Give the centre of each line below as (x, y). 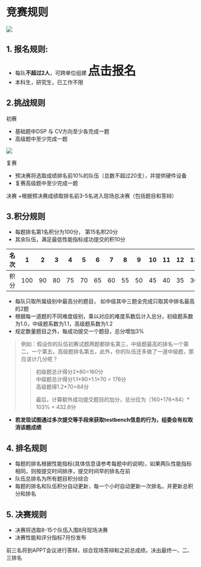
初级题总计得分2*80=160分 (69, 372)
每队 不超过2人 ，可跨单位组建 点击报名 (75, 70)
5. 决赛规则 (26, 514)
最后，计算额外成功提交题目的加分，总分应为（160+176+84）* (113, 400)
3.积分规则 (26, 216)
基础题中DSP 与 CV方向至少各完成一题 (62, 131)
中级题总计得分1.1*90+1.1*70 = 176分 (81, 379)
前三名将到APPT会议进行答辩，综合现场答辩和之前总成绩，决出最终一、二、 (100, 550)
